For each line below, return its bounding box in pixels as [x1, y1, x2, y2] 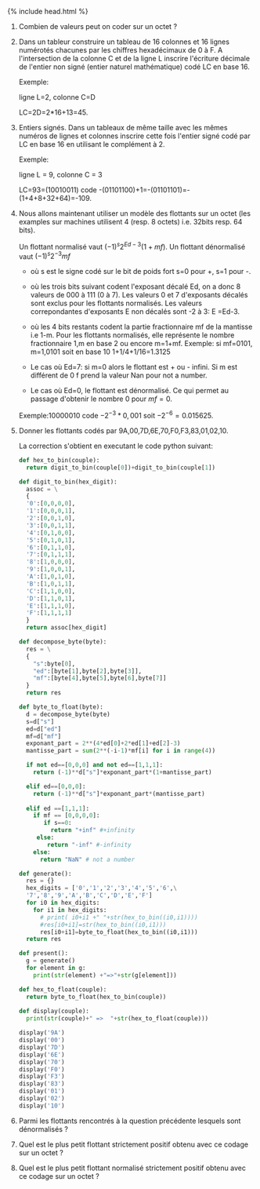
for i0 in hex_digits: [26, 899, 100, 907]
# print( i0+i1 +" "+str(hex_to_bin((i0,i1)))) [39, 914, 198, 921]
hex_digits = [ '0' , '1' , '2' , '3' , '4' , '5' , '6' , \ [26, 884, 178, 892]
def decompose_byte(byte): [18, 638, 107, 646]
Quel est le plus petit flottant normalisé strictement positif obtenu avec [18, 1163, 246, 1173]
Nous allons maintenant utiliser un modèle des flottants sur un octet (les [18, 209, 251, 218]
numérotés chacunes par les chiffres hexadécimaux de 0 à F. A [18, 46, 223, 54]
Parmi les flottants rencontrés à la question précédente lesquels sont [18, 1116, 241, 1125]
